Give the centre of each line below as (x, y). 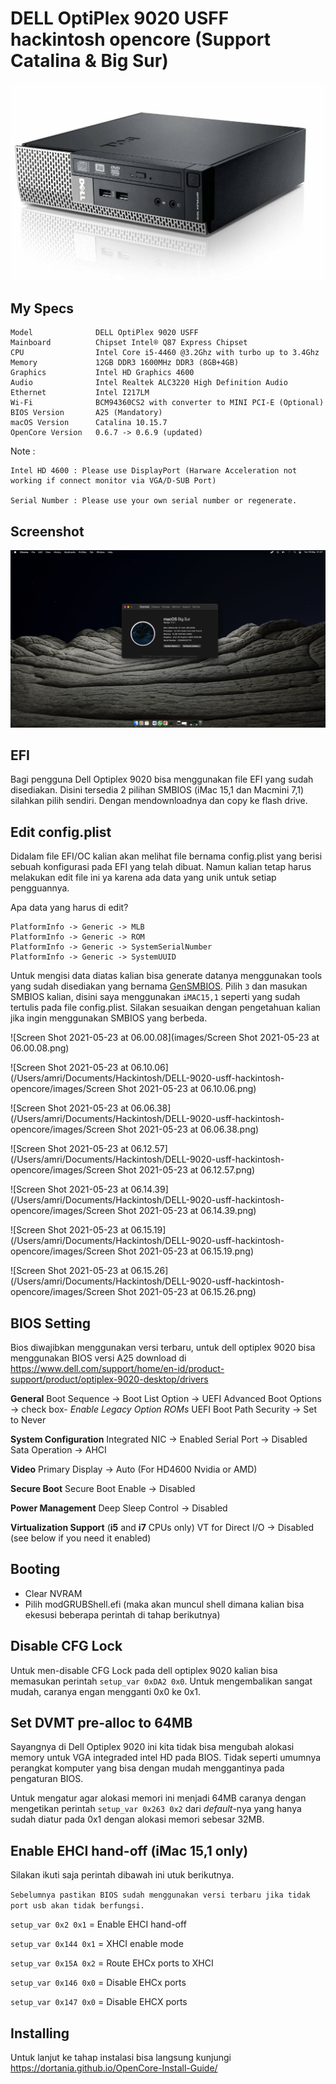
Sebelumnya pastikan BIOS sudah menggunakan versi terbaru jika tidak (160, 1895)
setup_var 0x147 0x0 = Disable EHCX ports (99, 2002)
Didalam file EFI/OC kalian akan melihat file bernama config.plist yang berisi (166, 856)
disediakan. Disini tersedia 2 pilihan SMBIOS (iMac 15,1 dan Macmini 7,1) (157, 790)
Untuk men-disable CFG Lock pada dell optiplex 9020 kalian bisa (144, 1670)
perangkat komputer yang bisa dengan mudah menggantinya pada (147, 1768)
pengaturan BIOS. (47, 1779)
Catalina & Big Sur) (89, 61)
